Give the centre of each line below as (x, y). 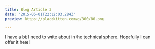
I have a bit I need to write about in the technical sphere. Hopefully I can (78, 37)
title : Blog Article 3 (28, 10)
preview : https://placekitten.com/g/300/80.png (55, 19)
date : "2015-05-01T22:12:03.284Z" (40, 14)
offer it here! (18, 42)
